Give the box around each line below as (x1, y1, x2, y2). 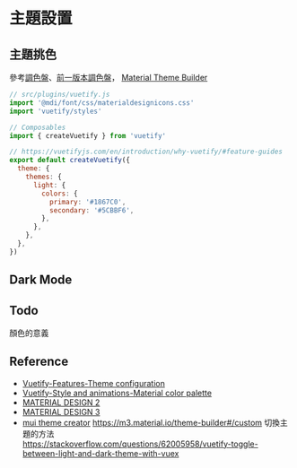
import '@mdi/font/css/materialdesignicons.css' (9, 98, 195, 108)
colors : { (41, 189, 78, 198)
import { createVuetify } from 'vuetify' (9, 131, 167, 140)
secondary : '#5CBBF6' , (48, 205, 135, 215)
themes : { (25, 172, 63, 181)
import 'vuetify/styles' (9, 107, 102, 116)
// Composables (9, 123, 66, 132)
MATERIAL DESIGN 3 (22, 406, 100, 417)
